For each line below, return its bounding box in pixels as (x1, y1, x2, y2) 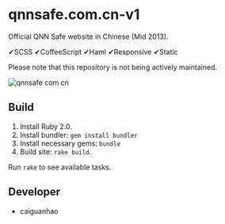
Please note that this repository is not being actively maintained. (8, 62, 218, 72)
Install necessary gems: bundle (19, 139, 121, 148)
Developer (8, 185, 61, 199)
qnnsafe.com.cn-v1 (8, 6, 140, 24)
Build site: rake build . (19, 146, 92, 156)
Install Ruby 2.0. (19, 121, 73, 131)
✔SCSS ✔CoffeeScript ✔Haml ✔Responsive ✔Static (8, 47, 178, 56)
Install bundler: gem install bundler (19, 130, 138, 139)
